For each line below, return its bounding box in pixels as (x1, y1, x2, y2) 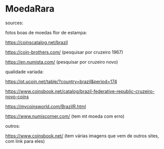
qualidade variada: (5, 69, 44, 75)
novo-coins (5, 93, 29, 100)
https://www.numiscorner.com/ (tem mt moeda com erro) (5, 113, 125, 119)
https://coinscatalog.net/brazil (5, 39, 68, 45)
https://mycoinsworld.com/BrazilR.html (5, 103, 86, 109)
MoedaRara (5, 3, 54, 15)
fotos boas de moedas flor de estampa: (5, 29, 87, 35)
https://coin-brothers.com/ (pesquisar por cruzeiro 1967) (5, 49, 124, 55)
